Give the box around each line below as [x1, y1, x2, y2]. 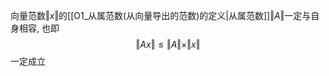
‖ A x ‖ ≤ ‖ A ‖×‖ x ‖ [135, 39, 201, 50]
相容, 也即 [18, 22, 60, 34]
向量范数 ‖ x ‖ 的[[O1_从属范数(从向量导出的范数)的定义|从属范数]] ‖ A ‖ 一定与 [10, 10, 312, 21]
